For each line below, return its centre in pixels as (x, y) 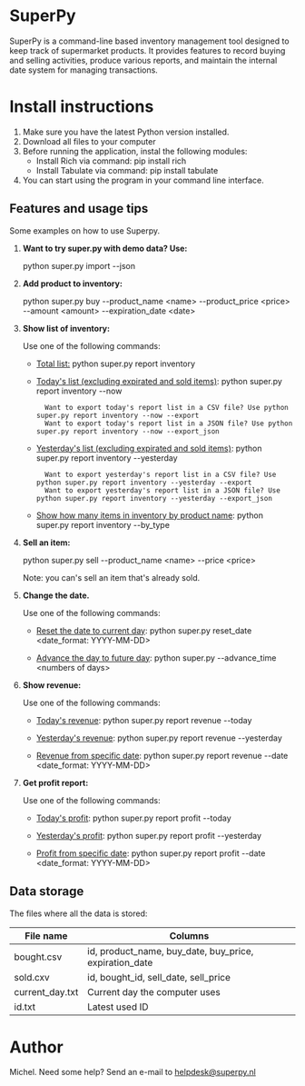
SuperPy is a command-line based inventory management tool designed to (149, 41)
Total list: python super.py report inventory (116, 364)
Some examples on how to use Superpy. (85, 230)
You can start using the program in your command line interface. (143, 180)
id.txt (25, 1007)
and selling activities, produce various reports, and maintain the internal (143, 60)
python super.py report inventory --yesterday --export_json (154, 498)
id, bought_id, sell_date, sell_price (159, 977)
